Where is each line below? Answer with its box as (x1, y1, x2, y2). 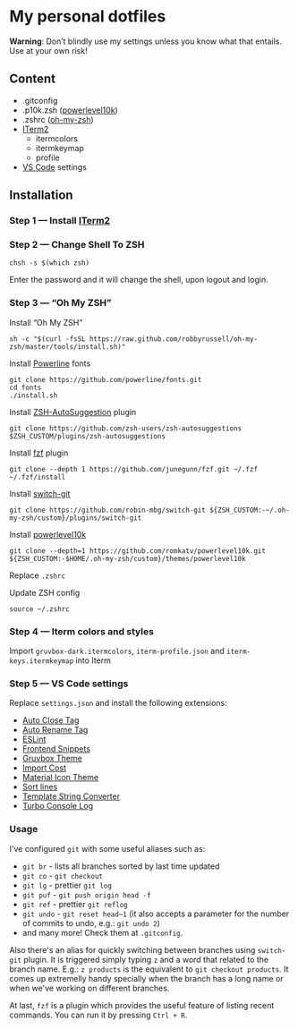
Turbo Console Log (21, 801, 94, 812)
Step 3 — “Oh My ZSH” (9, 297, 112, 310)
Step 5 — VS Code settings (9, 677, 129, 690)
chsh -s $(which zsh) (9, 259, 90, 268)
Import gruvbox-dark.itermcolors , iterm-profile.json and (9, 645, 226, 656)
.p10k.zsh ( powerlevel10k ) (21, 105, 118, 115)
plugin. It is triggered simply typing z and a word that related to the (23, 954, 269, 965)
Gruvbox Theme (21, 753, 82, 764)
